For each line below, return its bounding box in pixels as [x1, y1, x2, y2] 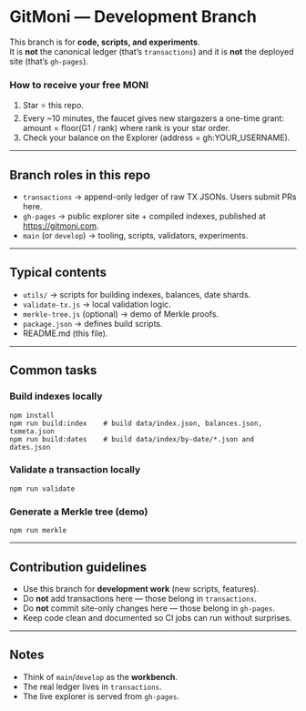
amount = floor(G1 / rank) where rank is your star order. [22, 123, 230, 134]
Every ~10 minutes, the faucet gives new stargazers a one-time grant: [22, 113, 285, 124]
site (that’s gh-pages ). [9, 56, 89, 66]
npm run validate [9, 484, 76, 493]
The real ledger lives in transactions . [22, 681, 162, 692]
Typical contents [9, 265, 107, 280]
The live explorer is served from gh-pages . [22, 690, 180, 702]
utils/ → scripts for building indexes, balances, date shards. [22, 289, 251, 300]
